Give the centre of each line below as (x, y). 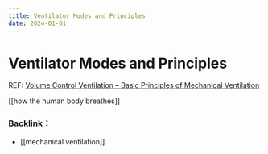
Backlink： (30, 123)
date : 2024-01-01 (37, 23)
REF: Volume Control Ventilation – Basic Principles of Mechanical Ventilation (134, 85)
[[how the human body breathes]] (64, 101)
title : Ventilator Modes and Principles (77, 16)
